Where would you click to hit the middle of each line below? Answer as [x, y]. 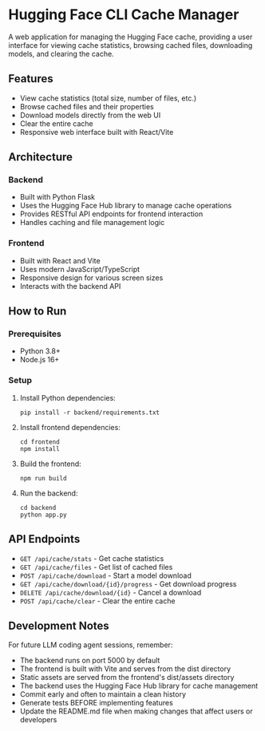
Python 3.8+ [40, 351]
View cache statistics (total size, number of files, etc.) [108, 98]
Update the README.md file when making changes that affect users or [136, 711]
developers [38, 720]
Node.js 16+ [40, 360]
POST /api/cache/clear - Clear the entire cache [97, 601]
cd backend [38, 508]
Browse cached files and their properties [87, 106]
